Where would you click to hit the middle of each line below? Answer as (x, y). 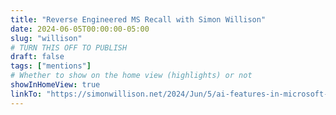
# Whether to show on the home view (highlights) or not (131, 76)
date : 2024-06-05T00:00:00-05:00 (80, 29)
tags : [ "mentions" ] (51, 66)
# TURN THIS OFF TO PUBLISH (69, 47)
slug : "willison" (46, 38)
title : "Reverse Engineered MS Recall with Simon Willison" (138, 19)
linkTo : (26, 94)
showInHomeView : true (55, 85)
